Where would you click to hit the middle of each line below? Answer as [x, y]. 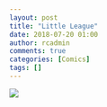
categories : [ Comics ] [50, 59]
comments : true [38, 51]
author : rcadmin [40, 43]
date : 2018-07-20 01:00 [54, 34]
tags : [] [26, 68]
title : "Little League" [54, 26]
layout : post [34, 18]
